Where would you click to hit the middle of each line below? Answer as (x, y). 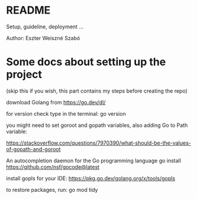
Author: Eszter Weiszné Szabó (43, 38)
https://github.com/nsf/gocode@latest (53, 167)
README (28, 10)
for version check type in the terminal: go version (66, 113)
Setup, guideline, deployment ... (45, 27)
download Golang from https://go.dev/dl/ (56, 102)
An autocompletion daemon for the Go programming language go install (94, 161)
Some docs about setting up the (86, 62)
